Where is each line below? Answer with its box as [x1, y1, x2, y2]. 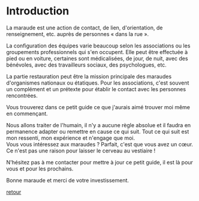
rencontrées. [6, 92, 38, 99]
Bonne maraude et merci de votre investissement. [6, 176, 129, 184]
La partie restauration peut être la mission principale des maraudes [6, 73, 172, 80]
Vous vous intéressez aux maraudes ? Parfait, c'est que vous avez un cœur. [6, 140, 194, 148]
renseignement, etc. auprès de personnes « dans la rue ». [6, 30, 149, 37]
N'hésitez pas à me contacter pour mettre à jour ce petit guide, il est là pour [6, 158, 194, 166]
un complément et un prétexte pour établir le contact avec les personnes [6, 85, 186, 92]
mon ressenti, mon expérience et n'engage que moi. [6, 134, 135, 142]
